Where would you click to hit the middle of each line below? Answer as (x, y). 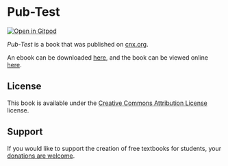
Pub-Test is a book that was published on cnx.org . (78, 44)
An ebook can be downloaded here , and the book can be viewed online (108, 57)
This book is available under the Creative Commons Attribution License (107, 103)
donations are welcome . (41, 156)
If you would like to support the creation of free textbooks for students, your (114, 148)
